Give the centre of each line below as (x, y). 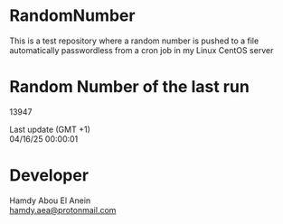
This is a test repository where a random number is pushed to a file (134, 41)
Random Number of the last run (130, 87)
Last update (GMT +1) (50, 129)
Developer (49, 176)
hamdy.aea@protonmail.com (63, 210)
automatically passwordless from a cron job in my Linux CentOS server (141, 50)
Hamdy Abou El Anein (50, 201)
